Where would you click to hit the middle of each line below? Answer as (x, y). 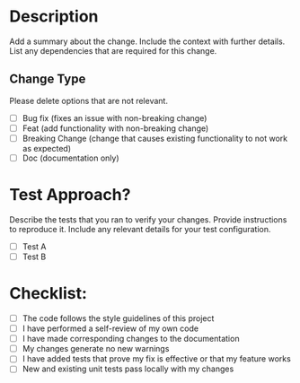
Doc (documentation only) (71, 158)
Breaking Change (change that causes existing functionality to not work (155, 138)
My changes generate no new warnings (96, 349)
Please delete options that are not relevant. (89, 100)
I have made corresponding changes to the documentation (131, 339)
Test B (34, 257)
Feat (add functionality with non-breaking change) (115, 128)
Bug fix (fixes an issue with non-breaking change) (115, 118)
